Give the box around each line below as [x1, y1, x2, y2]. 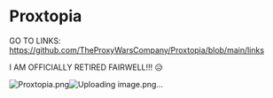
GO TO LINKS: [9, 35, 61, 46]
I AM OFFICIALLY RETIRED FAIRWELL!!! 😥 [9, 62, 164, 72]
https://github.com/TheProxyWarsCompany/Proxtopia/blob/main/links [9, 44, 264, 55]
